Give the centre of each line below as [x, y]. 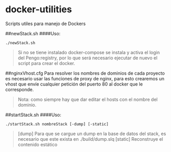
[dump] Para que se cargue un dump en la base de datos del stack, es [92, 134]
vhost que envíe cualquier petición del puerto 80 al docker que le [74, 84]
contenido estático [38, 144]
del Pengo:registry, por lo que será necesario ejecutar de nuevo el [88, 58]
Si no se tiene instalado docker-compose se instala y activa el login [89, 52]
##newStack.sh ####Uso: [33, 33]
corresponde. [20, 89]
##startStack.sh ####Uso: [33, 115]
